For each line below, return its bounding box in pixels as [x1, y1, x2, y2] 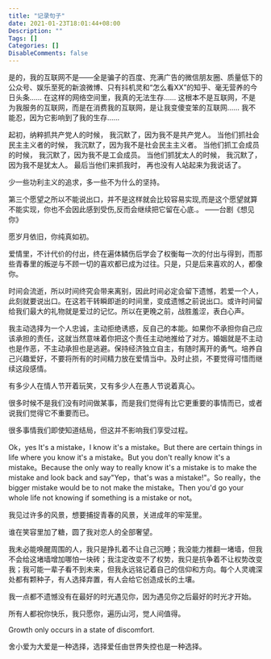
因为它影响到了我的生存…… [29, 113, 120, 122]
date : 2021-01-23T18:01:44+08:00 [8, 19, 121, 27]
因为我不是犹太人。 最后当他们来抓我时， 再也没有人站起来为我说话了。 [8, 161, 246, 169]
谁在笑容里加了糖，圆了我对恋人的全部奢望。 [8, 528, 157, 536]
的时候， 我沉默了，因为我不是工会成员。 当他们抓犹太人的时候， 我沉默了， [8, 150, 262, 160]
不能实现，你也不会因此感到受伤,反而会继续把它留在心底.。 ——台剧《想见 [8, 205, 256, 214]
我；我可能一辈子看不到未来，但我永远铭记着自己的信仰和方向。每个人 [8, 565, 242, 573]
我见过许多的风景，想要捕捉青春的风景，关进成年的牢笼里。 [8, 510, 206, 519]
